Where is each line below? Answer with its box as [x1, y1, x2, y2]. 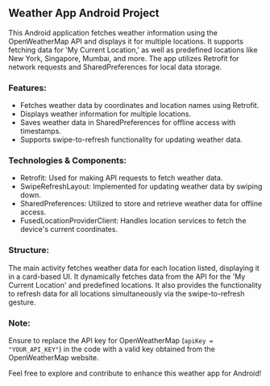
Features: [8, 82, 47, 93]
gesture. [8, 297, 36, 307]
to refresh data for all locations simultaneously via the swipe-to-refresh [8, 288, 245, 298]
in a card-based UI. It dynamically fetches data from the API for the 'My [8, 272, 246, 281]
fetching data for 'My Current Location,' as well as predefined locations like [8, 44, 258, 55]
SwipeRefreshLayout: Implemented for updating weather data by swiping [19, 181, 263, 192]
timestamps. [19, 127, 62, 136]
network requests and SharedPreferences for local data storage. [8, 62, 222, 72]
